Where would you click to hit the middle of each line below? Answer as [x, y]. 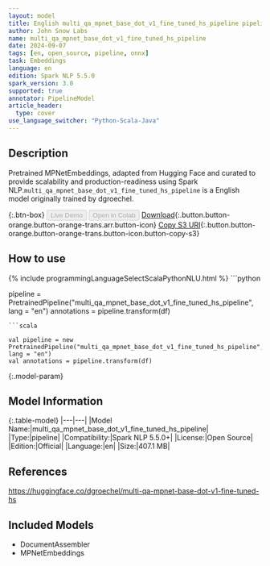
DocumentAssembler [55, 544]
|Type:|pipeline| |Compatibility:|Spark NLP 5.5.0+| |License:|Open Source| [131, 438]
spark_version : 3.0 [41, 83]
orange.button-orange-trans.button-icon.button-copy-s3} [104, 233]
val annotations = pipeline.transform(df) [80, 361]
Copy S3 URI [179, 225]
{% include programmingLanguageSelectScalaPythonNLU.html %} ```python [135, 278]
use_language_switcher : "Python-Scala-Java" [84, 121]
